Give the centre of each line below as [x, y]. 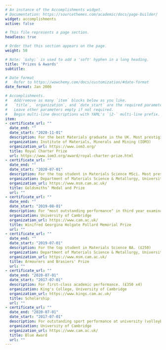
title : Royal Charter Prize [39, 151]
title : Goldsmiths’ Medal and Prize [47, 188]
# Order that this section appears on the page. [56, 46]
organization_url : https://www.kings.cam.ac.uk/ [61, 294]
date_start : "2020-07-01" [36, 170]
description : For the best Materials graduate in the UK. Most [76, 137]
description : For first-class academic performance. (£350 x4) [76, 285]
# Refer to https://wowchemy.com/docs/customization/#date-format [77, 82]
